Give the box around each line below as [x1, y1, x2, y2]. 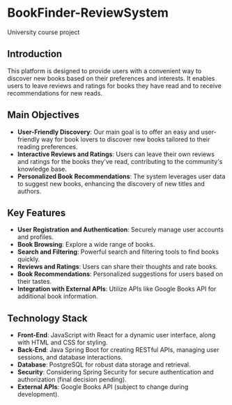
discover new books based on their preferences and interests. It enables [7, 74, 215, 82]
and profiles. [17, 233, 54, 241]
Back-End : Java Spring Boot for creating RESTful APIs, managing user [17, 346, 219, 354]
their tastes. [17, 277, 52, 286]
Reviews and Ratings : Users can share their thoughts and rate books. [17, 263, 218, 271]
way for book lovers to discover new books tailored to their [41, 135, 210, 144]
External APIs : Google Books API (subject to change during [17, 383, 189, 391]
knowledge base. [17, 165, 68, 173]
